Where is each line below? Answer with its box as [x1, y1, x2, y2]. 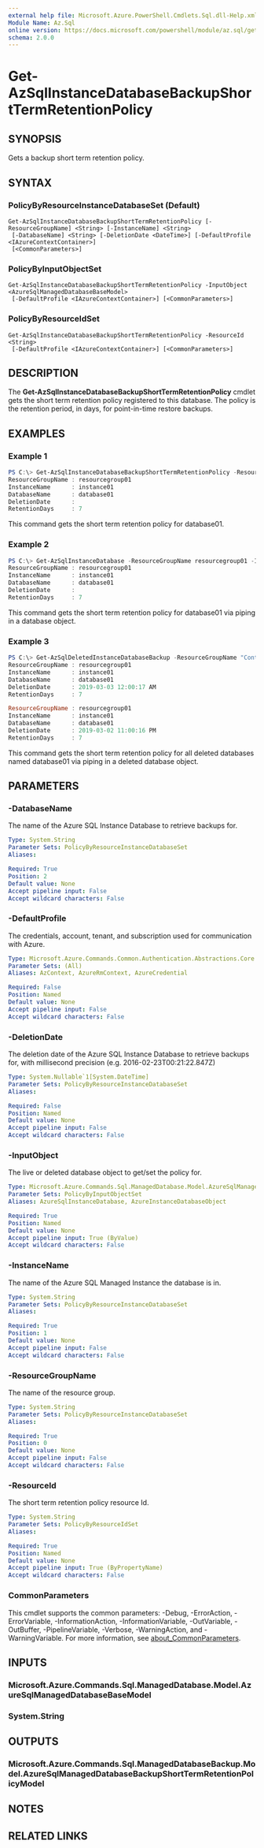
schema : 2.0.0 [8, 33, 55, 42]
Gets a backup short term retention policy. [8, 153, 145, 162]
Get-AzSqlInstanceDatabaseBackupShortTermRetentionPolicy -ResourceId [8, 331, 244, 339]
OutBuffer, [8, 1625, 42, 1634]
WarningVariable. [8, 1633, 64, 1642]
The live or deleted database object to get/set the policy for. [8, 1168, 202, 1177]
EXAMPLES [8, 427, 65, 440]
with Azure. [8, 939, 46, 948]
